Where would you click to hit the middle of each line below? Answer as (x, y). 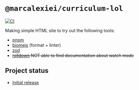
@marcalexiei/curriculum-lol (64, 9)
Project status (27, 71)
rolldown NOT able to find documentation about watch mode (73, 55)
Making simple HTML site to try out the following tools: (60, 30)
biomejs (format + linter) (36, 45)
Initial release (25, 82)
